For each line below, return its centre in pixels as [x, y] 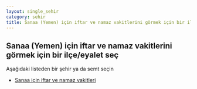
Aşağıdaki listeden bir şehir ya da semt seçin [60, 69]
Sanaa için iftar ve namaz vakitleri [55, 80]
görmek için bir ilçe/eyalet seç [62, 55]
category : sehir [26, 17]
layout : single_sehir [33, 11]
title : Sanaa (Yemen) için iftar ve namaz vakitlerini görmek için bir [95, 22]
